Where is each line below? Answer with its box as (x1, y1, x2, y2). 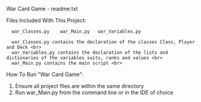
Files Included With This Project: (6, 17, 87, 24)
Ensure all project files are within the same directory (14, 83, 144, 89)
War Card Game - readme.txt (6, 5, 78, 12)
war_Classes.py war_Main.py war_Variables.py (11, 28, 141, 34)
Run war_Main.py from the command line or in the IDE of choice (14, 89, 173, 96)
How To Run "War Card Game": (6, 71, 84, 78)
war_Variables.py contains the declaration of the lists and (11, 49, 169, 56)
